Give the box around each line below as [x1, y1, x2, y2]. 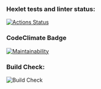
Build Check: [6, 62, 45, 71]
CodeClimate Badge [6, 34, 67, 42]
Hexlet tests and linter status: [6, 5, 96, 13]
